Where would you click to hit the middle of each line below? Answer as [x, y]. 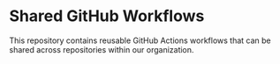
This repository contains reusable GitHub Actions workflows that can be [140, 40]
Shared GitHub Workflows [107, 16]
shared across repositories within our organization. [102, 49]
